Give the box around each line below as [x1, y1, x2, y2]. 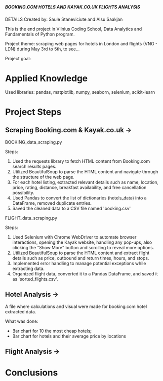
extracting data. [12, 266, 45, 271]
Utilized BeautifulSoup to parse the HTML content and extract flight [12, 250, 150, 256]
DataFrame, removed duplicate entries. [12, 200, 92, 206]
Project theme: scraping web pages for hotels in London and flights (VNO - [5, 40, 158, 46]
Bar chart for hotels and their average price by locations [12, 333, 126, 339]
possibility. [12, 190, 35, 195]
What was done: [5, 318, 39, 324]
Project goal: [5, 55, 31, 61]
